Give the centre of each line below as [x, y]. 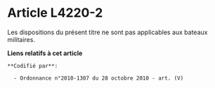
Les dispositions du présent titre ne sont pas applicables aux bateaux [107, 32]
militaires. [21, 39]
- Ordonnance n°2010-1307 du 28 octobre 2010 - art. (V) [99, 78]
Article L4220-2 [55, 13]
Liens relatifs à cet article [45, 53]
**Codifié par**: [33, 66]
